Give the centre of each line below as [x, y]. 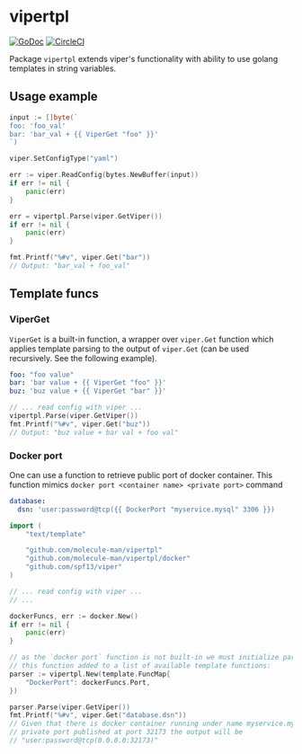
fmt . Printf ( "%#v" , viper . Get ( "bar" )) [80, 258]
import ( [26, 526]
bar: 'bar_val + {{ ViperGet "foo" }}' [84, 134]
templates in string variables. [63, 68]
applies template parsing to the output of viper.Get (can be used [129, 349]
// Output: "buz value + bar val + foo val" [94, 432]
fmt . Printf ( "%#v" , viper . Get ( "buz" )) [80, 424]
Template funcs [54, 294]
